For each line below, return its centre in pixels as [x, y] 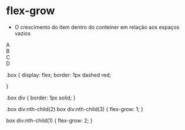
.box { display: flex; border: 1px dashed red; [59, 75]
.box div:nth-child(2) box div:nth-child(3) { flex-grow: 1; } [75, 109]
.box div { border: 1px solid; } [41, 98]
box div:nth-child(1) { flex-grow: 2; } [49, 120]
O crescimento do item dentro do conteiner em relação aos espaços [97, 27]
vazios [23, 33]
